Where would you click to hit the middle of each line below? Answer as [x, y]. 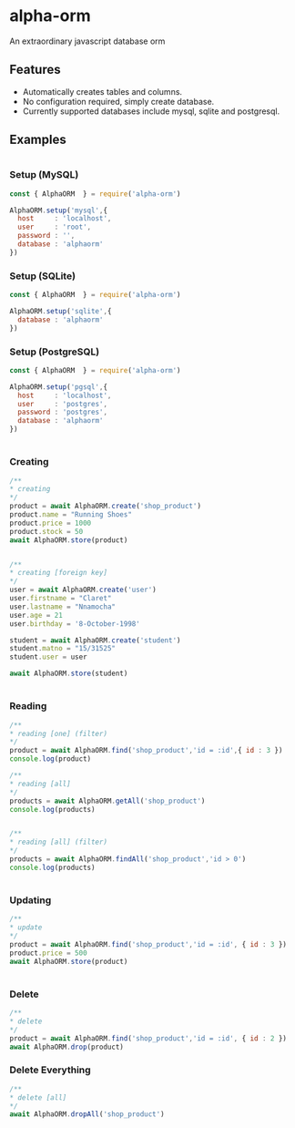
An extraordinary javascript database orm [87, 41]
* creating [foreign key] [58, 573]
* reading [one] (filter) [58, 733]
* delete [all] [38, 1097]
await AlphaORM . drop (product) [67, 1047]
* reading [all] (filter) [58, 842]
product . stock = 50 [46, 531]
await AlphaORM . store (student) [69, 674]
